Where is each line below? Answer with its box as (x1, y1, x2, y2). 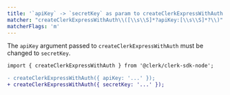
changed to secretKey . (7, 49, 71, 57)
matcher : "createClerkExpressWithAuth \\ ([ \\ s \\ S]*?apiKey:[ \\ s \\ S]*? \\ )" (7, 17, 224, 23)
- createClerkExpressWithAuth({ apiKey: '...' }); (7, 75, 156, 82)
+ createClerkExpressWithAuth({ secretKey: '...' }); (7, 81, 165, 88)
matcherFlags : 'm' (7, 23, 60, 30)
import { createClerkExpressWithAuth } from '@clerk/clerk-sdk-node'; (7, 63, 214, 70)
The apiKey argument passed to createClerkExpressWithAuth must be (7, 42, 204, 50)
